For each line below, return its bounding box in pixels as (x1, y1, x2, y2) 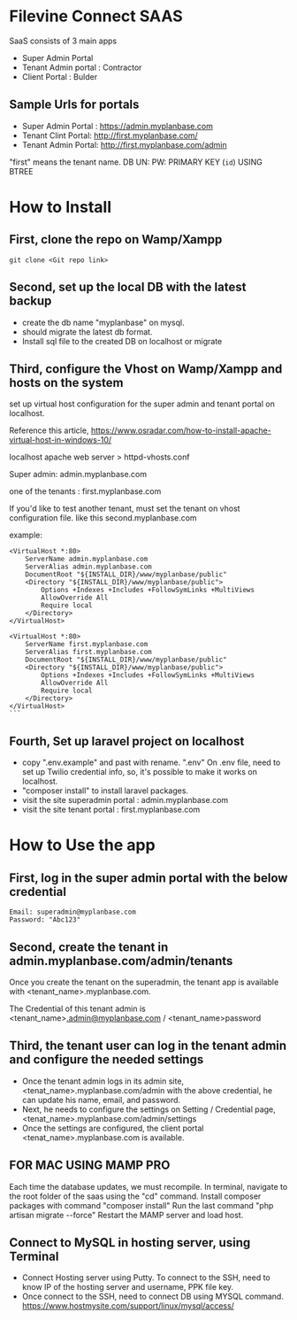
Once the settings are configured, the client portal (21, 1123, 205, 1133)
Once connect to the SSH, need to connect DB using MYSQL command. (21, 1291, 285, 1302)
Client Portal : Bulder (21, 71, 98, 81)
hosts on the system (9, 374, 124, 390)
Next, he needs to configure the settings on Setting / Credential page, (21, 1104, 276, 1115)
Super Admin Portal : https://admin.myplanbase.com (21, 120, 214, 131)
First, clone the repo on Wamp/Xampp (9, 232, 223, 247)
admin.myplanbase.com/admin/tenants (9, 953, 233, 969)
